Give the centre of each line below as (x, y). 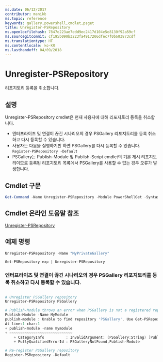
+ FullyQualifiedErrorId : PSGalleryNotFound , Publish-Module (77, 342)
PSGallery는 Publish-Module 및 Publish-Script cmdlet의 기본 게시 (76, 157)
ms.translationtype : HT (29, 41)
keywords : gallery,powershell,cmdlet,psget (50, 23)
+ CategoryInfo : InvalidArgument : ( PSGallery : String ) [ (82, 337)
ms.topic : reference (26, 18)
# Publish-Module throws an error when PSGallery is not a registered (78, 310)
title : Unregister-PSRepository (38, 28)
